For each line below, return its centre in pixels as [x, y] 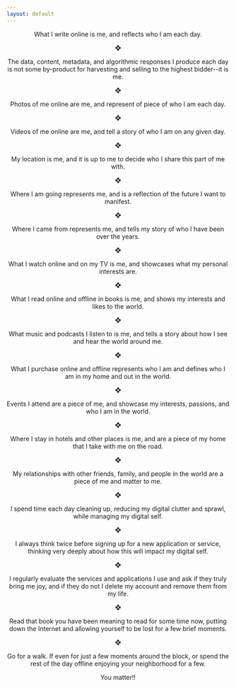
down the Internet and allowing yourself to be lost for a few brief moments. [118, 628]
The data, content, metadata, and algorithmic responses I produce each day [118, 62]
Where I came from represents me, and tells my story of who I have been [118, 229]
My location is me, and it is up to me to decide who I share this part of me [118, 159]
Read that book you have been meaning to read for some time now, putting [118, 621]
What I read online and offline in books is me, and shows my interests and [118, 299]
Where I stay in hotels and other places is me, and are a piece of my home [118, 438]
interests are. [118, 271]
